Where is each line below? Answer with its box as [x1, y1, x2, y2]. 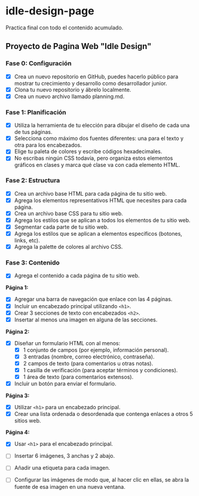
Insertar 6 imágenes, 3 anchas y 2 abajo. [14, 452, 115, 460]
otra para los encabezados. [14, 142, 82, 149]
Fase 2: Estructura [5, 177, 60, 185]
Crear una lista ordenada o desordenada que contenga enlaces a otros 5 [14, 410, 194, 418]
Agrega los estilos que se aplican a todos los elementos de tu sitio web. [14, 217, 191, 224]
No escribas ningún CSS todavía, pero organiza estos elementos [14, 154, 173, 162]
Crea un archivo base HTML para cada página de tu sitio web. [14, 190, 167, 197]
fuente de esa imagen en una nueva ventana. [14, 483, 126, 490]
